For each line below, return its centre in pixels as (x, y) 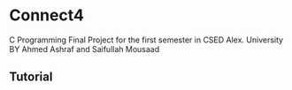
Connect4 (46, 15)
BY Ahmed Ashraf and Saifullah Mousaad (85, 49)
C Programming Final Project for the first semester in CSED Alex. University (146, 40)
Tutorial (31, 77)
